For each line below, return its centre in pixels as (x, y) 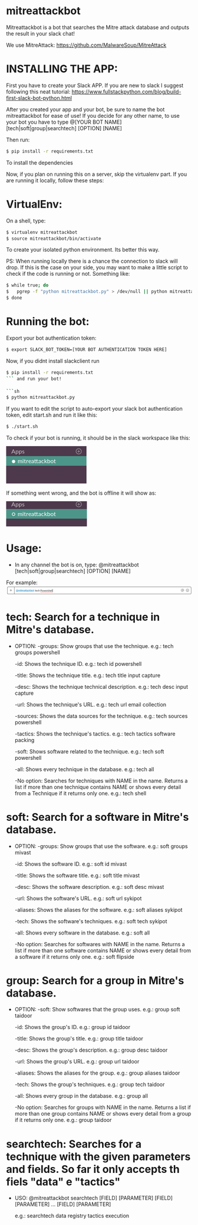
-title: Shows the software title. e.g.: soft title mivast (77, 875)
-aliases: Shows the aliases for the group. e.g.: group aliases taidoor (97, 1073)
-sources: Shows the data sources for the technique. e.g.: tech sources (101, 716)
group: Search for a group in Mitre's (95, 980)
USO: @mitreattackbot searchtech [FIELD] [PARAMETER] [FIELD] (93, 1198)
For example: (22, 583)
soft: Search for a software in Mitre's (98, 817)
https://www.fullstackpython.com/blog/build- (126, 91)
